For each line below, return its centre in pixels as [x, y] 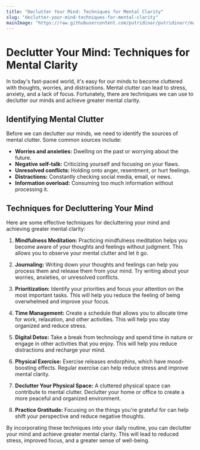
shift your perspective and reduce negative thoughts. [80, 416]
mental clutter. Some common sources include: [64, 140]
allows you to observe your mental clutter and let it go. [82, 253]
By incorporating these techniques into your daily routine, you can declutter [99, 427]
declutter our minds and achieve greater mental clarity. [74, 100]
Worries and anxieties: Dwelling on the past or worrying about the [96, 151]
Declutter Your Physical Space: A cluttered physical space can [93, 386]
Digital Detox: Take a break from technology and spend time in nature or [104, 337]
